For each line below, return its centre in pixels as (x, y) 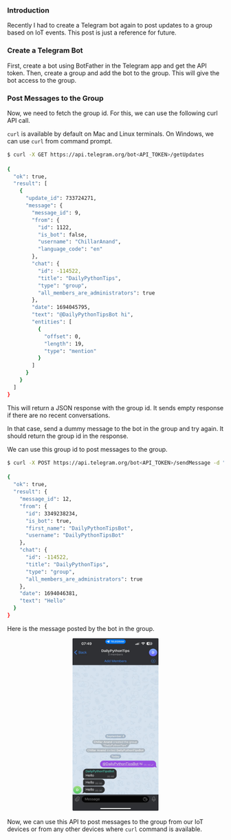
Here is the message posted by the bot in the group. (81, 628)
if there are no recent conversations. (59, 415)
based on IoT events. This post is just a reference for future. (92, 32)
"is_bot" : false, (63, 234)
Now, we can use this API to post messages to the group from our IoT (106, 821)
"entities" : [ (52, 322)
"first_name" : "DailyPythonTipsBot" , (79, 528)
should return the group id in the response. (68, 436)
